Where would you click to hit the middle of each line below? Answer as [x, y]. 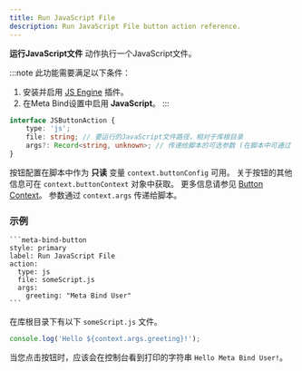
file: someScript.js [56, 280]
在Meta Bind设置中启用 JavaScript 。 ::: [96, 103]
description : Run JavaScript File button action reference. [126, 26]
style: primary [38, 249]
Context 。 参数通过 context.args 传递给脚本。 [96, 195]
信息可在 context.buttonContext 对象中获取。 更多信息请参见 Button [136, 183]
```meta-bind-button [49, 240]
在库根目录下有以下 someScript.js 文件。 [86, 322]
